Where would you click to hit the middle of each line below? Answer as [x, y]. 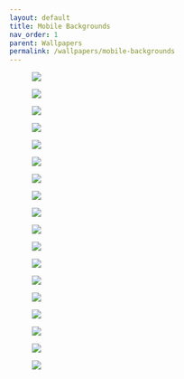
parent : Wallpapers [46, 43]
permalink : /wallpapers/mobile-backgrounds [92, 52]
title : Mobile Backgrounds [60, 26]
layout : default [40, 18]
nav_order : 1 [34, 34]
